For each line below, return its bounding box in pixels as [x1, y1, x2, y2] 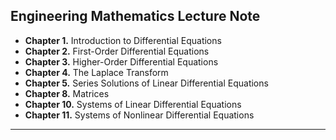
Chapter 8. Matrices [24, 87, 110, 99]
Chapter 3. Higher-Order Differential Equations [24, 55, 219, 68]
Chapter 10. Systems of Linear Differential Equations [24, 98, 242, 110]
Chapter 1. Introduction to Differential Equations [24, 34, 222, 46]
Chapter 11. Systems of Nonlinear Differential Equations [24, 109, 255, 121]
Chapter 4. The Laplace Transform [24, 66, 169, 78]
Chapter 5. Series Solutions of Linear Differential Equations [24, 77, 269, 89]
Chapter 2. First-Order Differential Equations [24, 45, 210, 57]
